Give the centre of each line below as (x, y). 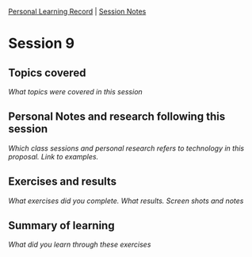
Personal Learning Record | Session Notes (77, 12)
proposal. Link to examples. (53, 156)
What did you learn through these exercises (80, 244)
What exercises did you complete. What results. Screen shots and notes (126, 201)
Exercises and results (63, 182)
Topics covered (47, 73)
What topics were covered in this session (75, 92)
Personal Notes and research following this (117, 117)
